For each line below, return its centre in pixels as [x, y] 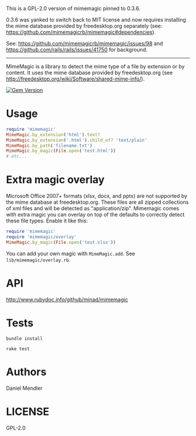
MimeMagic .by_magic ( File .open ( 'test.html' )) [61, 151]
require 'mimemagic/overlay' [41, 237]
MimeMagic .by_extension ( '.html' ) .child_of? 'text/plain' [77, 140]
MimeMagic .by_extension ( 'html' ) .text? [53, 135]
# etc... [17, 156]
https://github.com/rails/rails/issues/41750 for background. [77, 50]
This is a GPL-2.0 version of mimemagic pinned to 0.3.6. [73, 8]
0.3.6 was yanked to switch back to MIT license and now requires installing [96, 20]
